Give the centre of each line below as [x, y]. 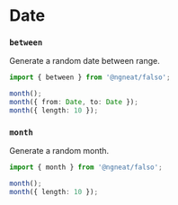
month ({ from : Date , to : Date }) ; [74, 102]
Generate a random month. [59, 151]
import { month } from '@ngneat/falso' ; [86, 167]
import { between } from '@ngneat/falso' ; [90, 77]
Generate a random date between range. [85, 61]
